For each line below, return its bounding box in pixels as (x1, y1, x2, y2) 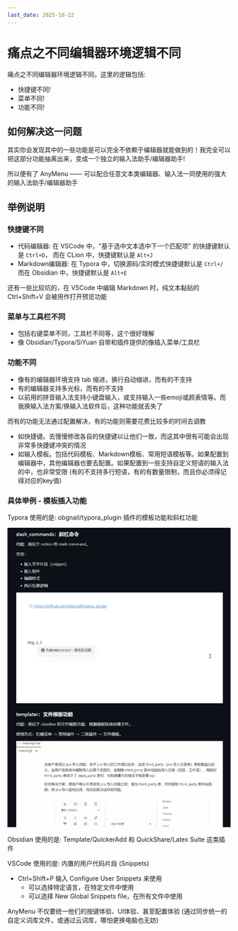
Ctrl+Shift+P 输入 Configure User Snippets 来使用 (17, 874, 162, 883)
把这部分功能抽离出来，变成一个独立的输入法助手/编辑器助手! (7, 155, 186, 163)
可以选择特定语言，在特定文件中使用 (28, 883, 135, 891)
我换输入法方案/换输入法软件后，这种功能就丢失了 (17, 402, 163, 410)
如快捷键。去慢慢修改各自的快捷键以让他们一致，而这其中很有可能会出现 (17, 431, 229, 440)
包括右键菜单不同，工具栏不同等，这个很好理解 (17, 329, 154, 338)
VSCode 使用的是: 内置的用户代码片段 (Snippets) (7, 859, 149, 867)
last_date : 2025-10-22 (7, 11, 74, 18)
